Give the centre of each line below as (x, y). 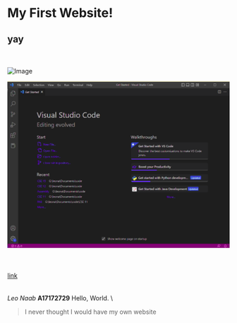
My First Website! (60, 13)
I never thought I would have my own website (90, 312)
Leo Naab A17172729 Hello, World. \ (60, 298)
